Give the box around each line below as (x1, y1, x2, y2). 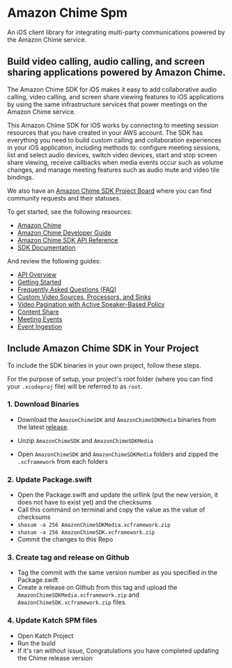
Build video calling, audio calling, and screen (7, 56, 206, 68)
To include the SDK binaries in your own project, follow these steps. (7, 361, 202, 370)
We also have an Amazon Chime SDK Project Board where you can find (7, 187, 212, 195)
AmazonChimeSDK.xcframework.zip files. (17, 598, 127, 607)
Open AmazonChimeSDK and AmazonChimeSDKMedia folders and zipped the (17, 449, 219, 458)
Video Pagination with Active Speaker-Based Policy (17, 300, 165, 308)
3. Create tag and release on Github (7, 553, 130, 562)
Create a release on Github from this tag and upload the (17, 583, 178, 592)
